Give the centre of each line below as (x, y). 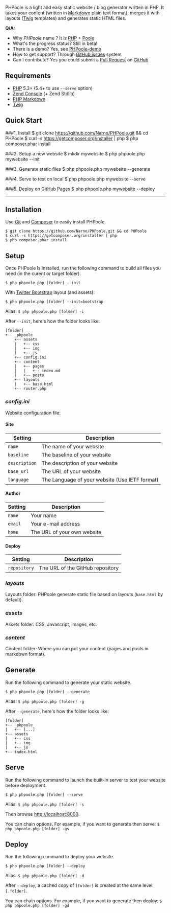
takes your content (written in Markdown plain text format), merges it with (82, 13)
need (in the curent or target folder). (43, 273)
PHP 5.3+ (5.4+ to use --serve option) (53, 88)
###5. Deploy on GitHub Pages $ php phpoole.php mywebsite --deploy (80, 189)
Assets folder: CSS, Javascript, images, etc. (51, 624)
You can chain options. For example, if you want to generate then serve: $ (82, 824)
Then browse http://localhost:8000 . (42, 814)
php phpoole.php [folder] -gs (37, 829)
